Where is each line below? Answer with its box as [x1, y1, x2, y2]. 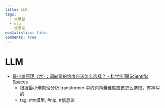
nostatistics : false [5, 30, 48, 35]
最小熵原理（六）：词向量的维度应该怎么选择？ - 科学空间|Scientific [12, 73, 149, 79]
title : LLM [5, 7, 28, 12]
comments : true [5, 35, 37, 40]
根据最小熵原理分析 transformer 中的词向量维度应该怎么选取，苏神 [19, 85, 156, 91]
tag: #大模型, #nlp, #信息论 [19, 97, 75, 103]
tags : [5, 12, 16, 17]
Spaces [12, 79, 28, 85]
